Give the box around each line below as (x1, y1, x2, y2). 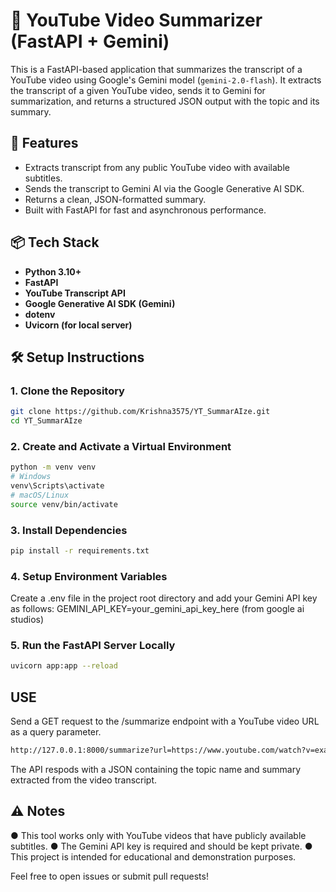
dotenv (24, 308, 56, 320)
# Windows (10, 472, 52, 482)
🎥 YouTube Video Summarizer (10, 9, 263, 32)
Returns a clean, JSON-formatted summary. (24, 193, 207, 205)
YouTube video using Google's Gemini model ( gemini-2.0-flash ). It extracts (10, 74, 322, 86)
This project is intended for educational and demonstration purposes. (10, 850, 297, 863)
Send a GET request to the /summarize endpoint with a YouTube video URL (10, 715, 320, 728)
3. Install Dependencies (10, 523, 128, 537)
